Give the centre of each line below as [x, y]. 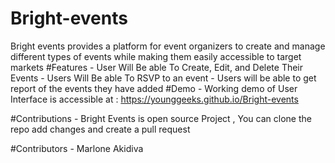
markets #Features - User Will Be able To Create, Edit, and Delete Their [157, 67]
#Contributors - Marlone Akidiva [77, 148]
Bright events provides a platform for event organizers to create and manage [168, 46]
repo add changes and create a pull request [100, 129]
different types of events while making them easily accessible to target [156, 56]
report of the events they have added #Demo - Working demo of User [154, 88]
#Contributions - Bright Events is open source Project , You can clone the [161, 118]
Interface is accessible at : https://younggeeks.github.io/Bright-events [154, 99]
